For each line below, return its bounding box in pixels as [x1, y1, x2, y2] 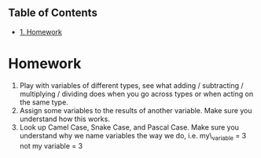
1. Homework [19, 27, 63, 36]
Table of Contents [8, 6, 98, 20]
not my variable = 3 [19, 141, 83, 150]
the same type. [19, 97, 68, 107]
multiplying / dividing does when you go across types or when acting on [19, 89, 254, 98]
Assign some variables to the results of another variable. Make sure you [19, 105, 253, 115]
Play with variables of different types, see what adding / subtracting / [19, 80, 244, 90]
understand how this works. [19, 114, 110, 123]
